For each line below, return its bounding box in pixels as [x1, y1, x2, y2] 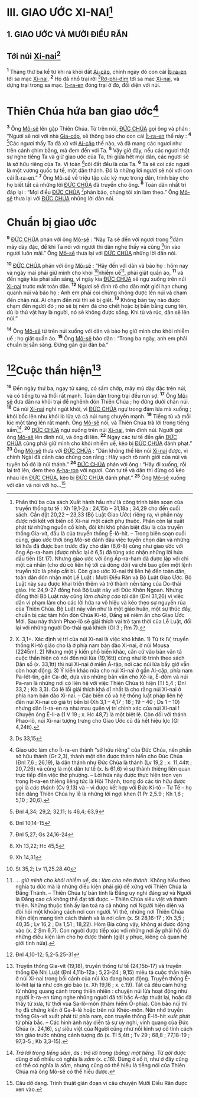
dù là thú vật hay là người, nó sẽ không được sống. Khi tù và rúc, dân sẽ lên [6, 308, 190, 316]
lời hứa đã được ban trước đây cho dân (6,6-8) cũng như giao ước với [15, 542, 184, 550]
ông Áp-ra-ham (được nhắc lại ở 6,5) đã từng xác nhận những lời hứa [15, 548, 183, 556]
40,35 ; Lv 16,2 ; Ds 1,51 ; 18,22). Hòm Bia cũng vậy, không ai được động [15, 920, 190, 928]
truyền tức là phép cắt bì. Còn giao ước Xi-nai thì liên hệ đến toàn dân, [15, 567, 187, 574]
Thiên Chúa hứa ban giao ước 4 [6, 102, 159, 118]
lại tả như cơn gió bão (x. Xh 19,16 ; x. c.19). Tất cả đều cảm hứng [30, 981, 187, 988]
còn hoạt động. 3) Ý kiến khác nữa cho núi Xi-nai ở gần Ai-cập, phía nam [15, 667, 193, 674]
